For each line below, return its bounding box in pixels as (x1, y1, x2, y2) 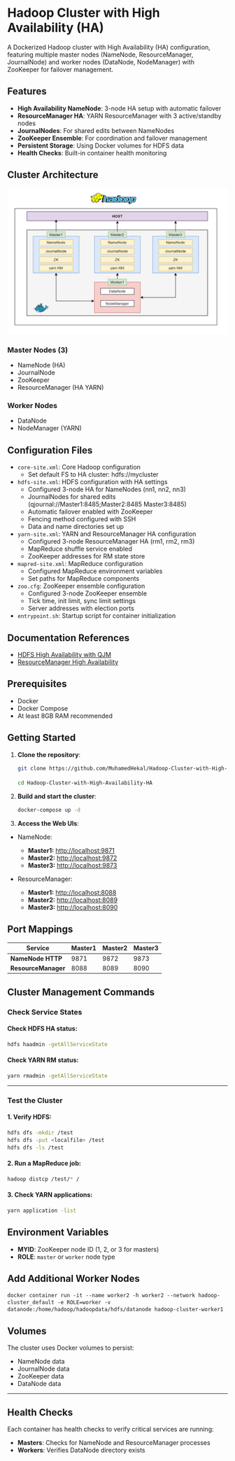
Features (7, 85, 47, 97)
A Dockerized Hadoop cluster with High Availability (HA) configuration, (7, 43, 211, 51)
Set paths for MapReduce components (27, 574, 140, 583)
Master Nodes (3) (7, 345, 69, 355)
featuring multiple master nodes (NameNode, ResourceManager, (7, 50, 194, 59)
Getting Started (7, 732, 76, 744)
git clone (17, 765, 47, 772)
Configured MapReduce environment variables (27, 567, 163, 575)
